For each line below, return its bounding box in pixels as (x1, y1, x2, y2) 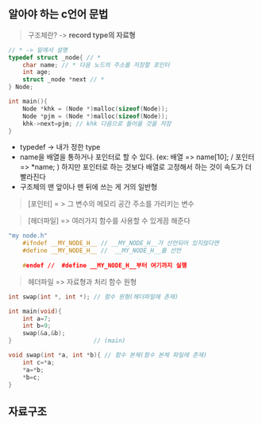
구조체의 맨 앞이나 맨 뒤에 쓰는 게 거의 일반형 (19, 182, 158, 192)
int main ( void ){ (8, 307, 62, 315)
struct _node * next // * (22, 76, 105, 84)
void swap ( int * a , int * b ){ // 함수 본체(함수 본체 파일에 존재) (8, 351, 208, 360)
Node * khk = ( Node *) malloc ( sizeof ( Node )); (22, 104, 169, 113)
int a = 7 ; (22, 314, 52, 322)
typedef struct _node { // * (8, 53, 102, 61)
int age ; (22, 68, 52, 76)
